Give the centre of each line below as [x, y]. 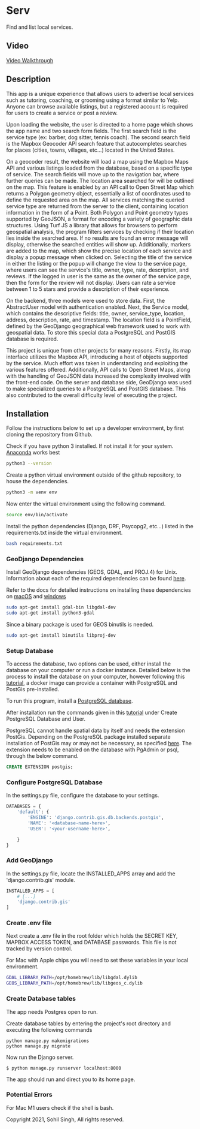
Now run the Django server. [40, 1057]
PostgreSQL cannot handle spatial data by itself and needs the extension [96, 731]
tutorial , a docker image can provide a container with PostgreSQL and [92, 683]
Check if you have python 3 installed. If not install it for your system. [90, 446]
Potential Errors [29, 1095]
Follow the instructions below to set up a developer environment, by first [95, 428]
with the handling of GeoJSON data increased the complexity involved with [99, 376]
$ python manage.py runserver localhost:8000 [64, 1068]
